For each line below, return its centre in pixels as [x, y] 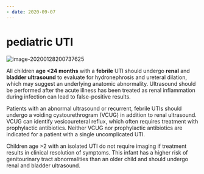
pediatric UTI [40, 42]
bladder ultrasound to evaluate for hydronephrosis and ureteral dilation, [97, 77]
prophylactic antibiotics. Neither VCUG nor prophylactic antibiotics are [94, 128]
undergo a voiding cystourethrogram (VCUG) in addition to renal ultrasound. [101, 115]
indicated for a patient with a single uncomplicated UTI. [76, 134]
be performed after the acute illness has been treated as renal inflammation [101, 90]
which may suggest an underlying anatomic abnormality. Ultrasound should [101, 83]
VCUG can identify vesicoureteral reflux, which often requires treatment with [102, 121]
